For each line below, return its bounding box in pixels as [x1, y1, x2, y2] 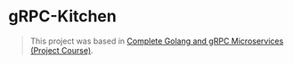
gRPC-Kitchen [8, 6, 117, 27]
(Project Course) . [29, 44, 94, 55]
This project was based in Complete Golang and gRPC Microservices [29, 36, 284, 46]
